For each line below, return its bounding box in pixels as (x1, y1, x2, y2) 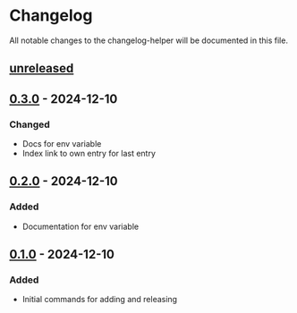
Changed (9, 118, 51, 131)
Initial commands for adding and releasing (21, 294, 177, 305)
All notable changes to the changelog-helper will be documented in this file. (9, 35, 289, 46)
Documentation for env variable (21, 221, 140, 232)
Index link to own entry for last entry (21, 148, 157, 159)
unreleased (9, 61, 74, 76)
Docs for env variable (21, 139, 102, 149)
